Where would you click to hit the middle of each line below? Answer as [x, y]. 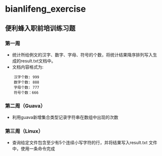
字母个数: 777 [27, 87]
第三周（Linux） [24, 131]
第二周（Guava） [25, 106]
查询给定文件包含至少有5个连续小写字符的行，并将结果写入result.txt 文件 [85, 143]
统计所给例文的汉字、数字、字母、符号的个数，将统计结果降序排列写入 [82, 55]
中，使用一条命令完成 [33, 149]
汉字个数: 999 [27, 77]
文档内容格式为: [28, 67]
